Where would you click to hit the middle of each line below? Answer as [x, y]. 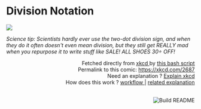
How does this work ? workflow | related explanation [130, 82]
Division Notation [50, 11]
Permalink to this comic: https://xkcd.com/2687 [136, 69]
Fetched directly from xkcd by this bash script [138, 63]
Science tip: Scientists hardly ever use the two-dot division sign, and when [98, 39]
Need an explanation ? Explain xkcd [151, 75]
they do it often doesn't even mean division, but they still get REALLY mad [97, 45]
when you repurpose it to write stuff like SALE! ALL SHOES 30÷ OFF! [91, 52]
